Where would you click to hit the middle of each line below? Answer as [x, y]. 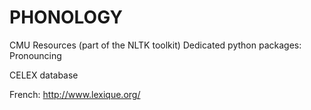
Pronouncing [35, 55]
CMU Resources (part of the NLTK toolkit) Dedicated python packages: [155, 45]
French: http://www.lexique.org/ [75, 94]
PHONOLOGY [66, 17]
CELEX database [44, 75]
